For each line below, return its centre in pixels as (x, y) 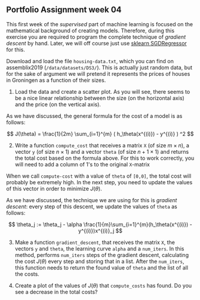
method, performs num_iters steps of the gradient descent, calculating (102, 255)
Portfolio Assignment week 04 (64, 10)
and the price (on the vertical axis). (58, 104)
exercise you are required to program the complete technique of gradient (96, 37)
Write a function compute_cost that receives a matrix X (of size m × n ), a (102, 145)
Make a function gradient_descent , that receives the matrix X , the (95, 242)
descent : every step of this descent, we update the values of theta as (92, 206)
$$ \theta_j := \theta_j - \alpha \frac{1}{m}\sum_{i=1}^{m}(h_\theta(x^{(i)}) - (100, 224)
